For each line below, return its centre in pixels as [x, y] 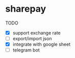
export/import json [32, 38]
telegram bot [26, 50]
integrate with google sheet [41, 44]
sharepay [26, 9]
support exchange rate [37, 33]
